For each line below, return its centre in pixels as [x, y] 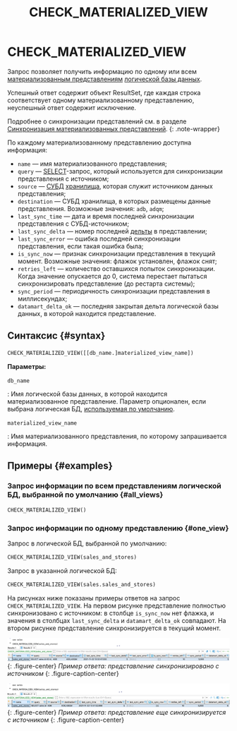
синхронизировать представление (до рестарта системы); [106, 284]
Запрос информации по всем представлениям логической [115, 485]
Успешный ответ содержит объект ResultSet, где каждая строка [104, 92]
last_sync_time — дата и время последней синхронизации [106, 216]
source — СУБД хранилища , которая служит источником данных [115, 186]
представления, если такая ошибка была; [80, 246]
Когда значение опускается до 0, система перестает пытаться [112, 276]
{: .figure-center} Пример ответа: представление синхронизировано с [114, 666]
